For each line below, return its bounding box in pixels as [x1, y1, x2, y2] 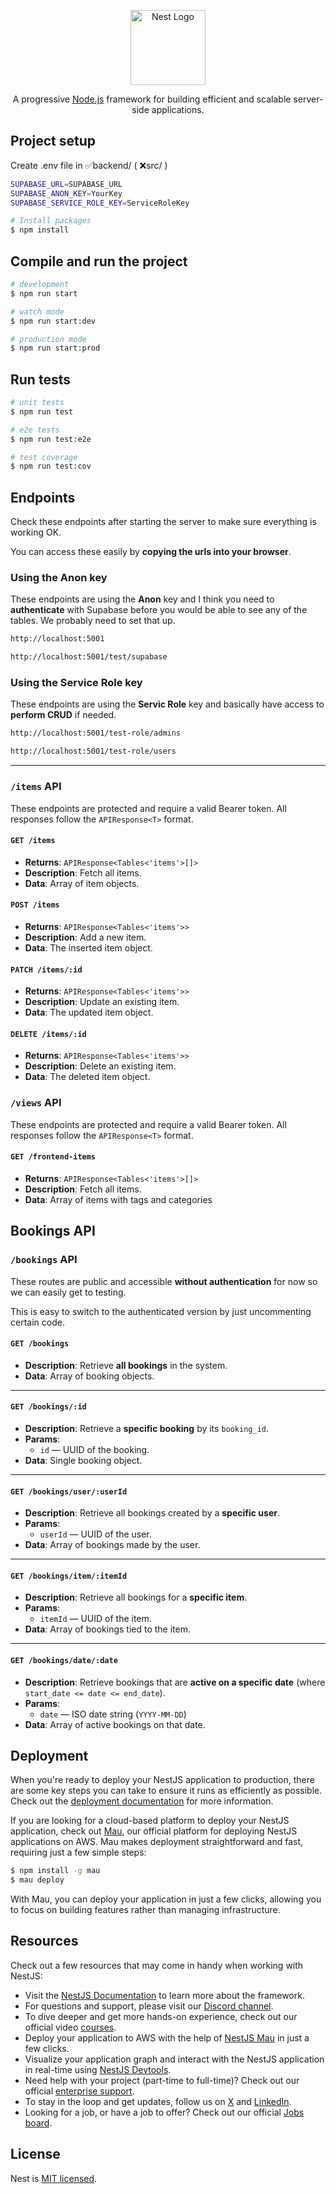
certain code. [10, 1316, 65, 1328]
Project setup [10, 133, 97, 150]
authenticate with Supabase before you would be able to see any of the [10, 604, 308, 616]
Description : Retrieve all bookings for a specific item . [24, 1591, 248, 1604]
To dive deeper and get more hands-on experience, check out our [24, 2010, 298, 2022]
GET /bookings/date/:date [10, 1655, 118, 1665]
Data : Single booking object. [24, 1454, 143, 1466]
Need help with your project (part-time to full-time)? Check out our [24, 2074, 300, 2086]
